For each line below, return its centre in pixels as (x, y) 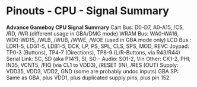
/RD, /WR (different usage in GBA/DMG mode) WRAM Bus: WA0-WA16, (93, 33)
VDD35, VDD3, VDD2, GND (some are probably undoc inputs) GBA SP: (93, 71)
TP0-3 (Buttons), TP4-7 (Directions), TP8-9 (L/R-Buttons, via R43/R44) (93, 52)
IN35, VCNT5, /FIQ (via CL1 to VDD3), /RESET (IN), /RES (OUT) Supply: (92, 65)
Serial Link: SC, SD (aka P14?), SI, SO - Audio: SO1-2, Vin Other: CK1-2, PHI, (99, 59)
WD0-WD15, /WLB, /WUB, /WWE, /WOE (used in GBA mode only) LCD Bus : (99, 40)
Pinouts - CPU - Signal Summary (88, 11)
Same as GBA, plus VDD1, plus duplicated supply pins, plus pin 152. (88, 78)
